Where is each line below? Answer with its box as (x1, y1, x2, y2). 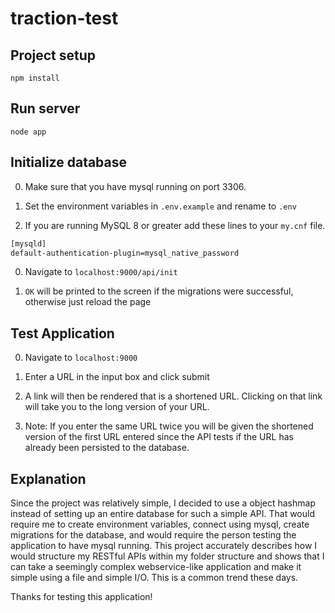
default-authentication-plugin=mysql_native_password (10, 248, 240, 258)
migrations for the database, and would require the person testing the (10, 529, 297, 541)
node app (10, 127, 47, 137)
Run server (10, 100, 81, 117)
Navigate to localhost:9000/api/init (24, 266, 178, 278)
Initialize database (10, 154, 128, 171)
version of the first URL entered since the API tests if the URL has (24, 431, 294, 443)
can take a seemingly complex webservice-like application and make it (10, 561, 302, 572)
